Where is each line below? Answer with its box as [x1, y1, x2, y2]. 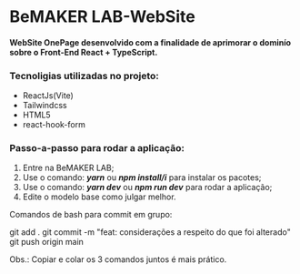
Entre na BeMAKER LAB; [22, 162, 115, 174]
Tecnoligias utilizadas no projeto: [9, 69, 159, 82]
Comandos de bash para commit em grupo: [9, 209, 173, 220]
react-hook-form [22, 119, 86, 130]
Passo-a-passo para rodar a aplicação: [9, 142, 185, 154]
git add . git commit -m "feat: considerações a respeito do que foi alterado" [9, 227, 291, 238]
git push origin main [9, 237, 85, 248]
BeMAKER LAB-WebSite [9, 6, 195, 27]
